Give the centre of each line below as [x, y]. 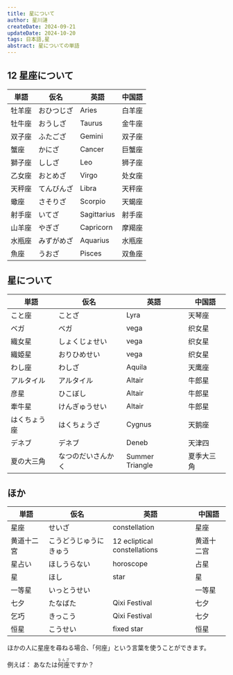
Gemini [92, 136]
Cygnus [139, 424]
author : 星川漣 [27, 20]
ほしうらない [69, 565]
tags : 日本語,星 [28, 40]
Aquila [136, 367]
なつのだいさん [83, 456]
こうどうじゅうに [76, 541]
